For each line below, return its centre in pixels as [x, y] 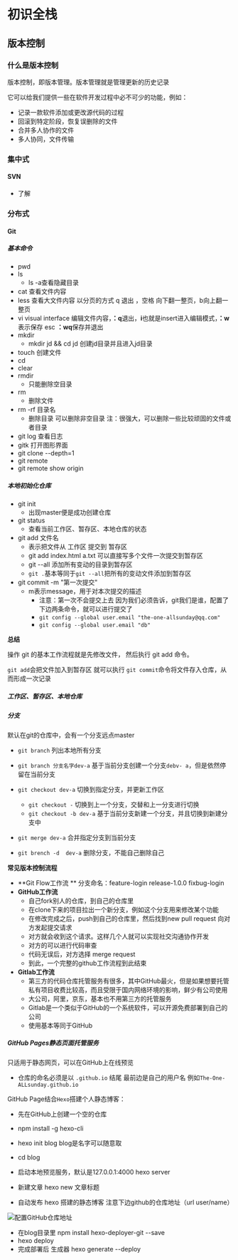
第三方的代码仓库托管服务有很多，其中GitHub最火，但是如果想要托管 [129, 981]
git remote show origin [50, 468]
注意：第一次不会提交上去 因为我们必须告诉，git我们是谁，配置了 [134, 600]
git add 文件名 [38, 538]
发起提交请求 [53, 927]
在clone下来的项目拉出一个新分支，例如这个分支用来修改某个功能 [123, 909]
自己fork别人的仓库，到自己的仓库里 [81, 900]
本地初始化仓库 [29, 486]
